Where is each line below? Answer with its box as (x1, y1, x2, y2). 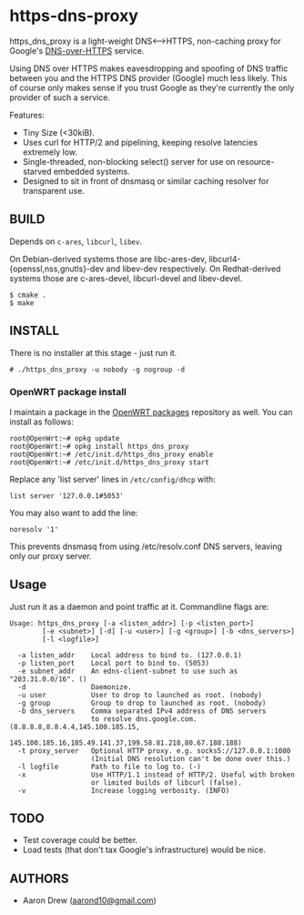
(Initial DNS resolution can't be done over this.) (90, 754, 291, 763)
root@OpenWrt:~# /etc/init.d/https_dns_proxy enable (9, 450, 214, 459)
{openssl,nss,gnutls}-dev (9, 263, 105, 274)
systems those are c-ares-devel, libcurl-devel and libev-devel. (9, 272, 243, 283)
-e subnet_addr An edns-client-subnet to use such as (17, 666, 238, 676)
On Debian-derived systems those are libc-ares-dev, (9, 253, 208, 264)
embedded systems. (53, 166, 130, 177)
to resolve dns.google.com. (90, 714, 198, 724)
